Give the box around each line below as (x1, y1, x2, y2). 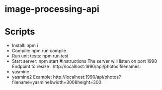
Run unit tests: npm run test (11, 53, 69, 59)
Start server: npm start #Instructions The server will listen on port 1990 (11, 58, 158, 64)
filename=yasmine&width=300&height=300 (11, 79, 101, 85)
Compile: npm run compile (11, 48, 67, 54)
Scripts (4, 26, 35, 38)
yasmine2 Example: (11, 74, 52, 80)
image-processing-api (4, 3, 100, 15)
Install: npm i (11, 43, 38, 48)
